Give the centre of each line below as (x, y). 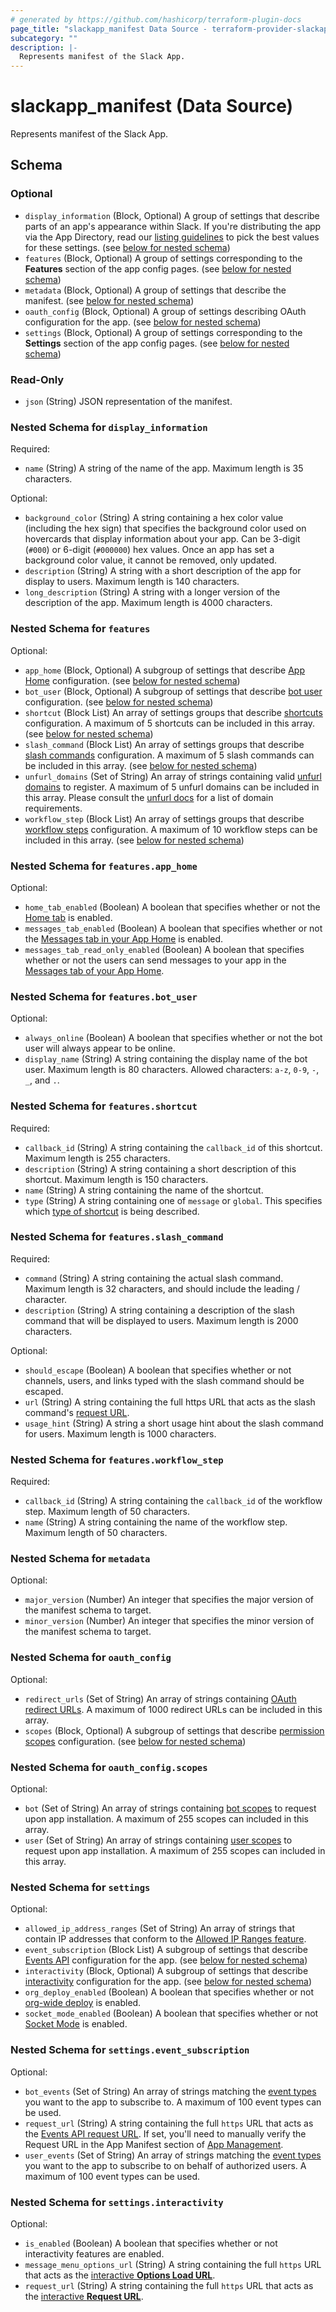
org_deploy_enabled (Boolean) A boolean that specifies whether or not (169, 1992)
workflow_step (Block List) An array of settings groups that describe (164, 818)
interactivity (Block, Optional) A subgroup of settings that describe (166, 1971)
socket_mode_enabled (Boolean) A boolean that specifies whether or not (171, 2013)
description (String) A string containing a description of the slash (159, 1310)
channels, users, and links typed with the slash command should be (164, 1380)
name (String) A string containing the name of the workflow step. (156, 1522)
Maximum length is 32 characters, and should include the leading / (162, 1288)
